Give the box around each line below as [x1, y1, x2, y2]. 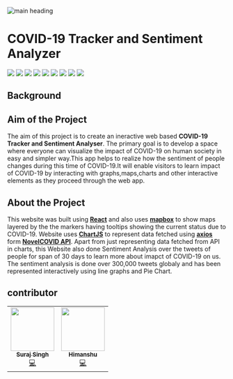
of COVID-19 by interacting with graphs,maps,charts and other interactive [7, 169, 218, 178]
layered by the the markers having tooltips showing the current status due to [7, 222, 227, 231]
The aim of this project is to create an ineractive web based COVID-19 [7, 132, 209, 141]
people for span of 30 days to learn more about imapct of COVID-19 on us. [7, 252, 221, 261]
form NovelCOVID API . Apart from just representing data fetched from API [7, 237, 220, 245]
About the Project [7, 196, 86, 208]
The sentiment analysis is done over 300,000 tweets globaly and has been [7, 259, 221, 268]
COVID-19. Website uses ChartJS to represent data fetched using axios [7, 230, 213, 238]
